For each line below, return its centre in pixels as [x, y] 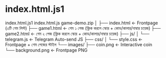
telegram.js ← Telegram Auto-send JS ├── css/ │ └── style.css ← [74, 39]
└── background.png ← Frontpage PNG [46, 50]
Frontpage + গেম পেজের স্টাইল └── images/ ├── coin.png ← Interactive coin [79, 44]
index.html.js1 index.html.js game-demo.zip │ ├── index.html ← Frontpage [82, 23]
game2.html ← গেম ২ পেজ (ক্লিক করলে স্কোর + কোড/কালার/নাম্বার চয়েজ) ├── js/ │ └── [77, 34]
